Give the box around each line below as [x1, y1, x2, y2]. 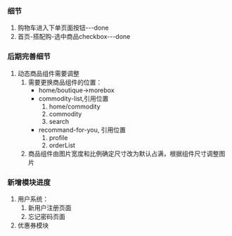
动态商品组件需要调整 [17, 69, 79, 77]
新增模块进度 [7, 178, 51, 187]
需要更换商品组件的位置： [27, 77, 103, 86]
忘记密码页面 [27, 212, 65, 221]
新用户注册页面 [27, 203, 72, 212]
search [49, 117, 70, 125]
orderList [49, 141, 76, 149]
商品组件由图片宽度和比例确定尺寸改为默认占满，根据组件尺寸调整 [27, 149, 219, 158]
